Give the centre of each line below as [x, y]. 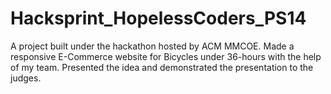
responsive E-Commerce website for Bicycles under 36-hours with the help [166, 56]
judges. [26, 78]
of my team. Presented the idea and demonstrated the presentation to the [162, 67]
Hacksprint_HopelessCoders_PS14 [158, 18]
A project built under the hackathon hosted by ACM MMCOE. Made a [152, 46]
